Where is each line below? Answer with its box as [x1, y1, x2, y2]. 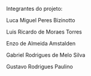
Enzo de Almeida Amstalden [6, 40, 76, 47]
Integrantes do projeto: [6, 5, 63, 12]
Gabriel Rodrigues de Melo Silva [6, 51, 86, 59]
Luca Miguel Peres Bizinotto [6, 17, 75, 23]
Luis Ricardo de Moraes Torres [6, 28, 83, 35]
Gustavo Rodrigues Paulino [6, 63, 73, 70]
